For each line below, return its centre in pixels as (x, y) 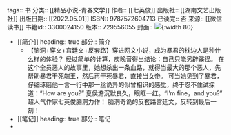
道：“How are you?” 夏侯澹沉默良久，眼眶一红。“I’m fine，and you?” (125, 93)
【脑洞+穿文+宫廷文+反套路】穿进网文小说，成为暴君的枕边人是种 (121, 50)
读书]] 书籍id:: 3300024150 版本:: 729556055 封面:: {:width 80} (100, 27)
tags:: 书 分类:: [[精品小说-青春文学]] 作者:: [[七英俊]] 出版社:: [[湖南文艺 (108, 10)
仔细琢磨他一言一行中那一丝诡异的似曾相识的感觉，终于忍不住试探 (121, 85)
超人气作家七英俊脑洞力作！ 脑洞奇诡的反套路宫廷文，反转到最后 (119, 102)
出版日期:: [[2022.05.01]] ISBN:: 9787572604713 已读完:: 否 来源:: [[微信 (121, 19)
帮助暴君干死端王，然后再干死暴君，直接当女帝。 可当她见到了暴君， (125, 76)
